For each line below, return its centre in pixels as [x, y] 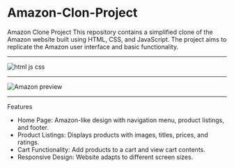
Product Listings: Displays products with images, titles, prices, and [113, 135]
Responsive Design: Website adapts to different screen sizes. [105, 157]
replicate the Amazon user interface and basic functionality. [93, 47]
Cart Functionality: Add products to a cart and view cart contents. [111, 149]
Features [20, 106]
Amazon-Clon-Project [72, 13]
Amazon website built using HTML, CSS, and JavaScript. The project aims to [117, 39]
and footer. [33, 127]
